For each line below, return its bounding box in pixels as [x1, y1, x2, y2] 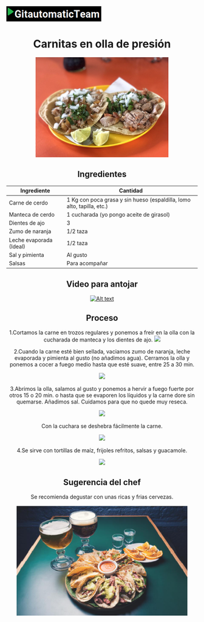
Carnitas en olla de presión [33, 37, 171, 51]
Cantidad [119, 187, 143, 194]
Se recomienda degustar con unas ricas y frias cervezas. [30, 493, 174, 500]
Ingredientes [77, 169, 127, 180]
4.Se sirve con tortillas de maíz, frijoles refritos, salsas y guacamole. [16, 447, 188, 454]
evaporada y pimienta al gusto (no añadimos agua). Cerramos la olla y [14, 354, 190, 362]
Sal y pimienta [8, 251, 44, 258]
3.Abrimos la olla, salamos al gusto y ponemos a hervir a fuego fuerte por [10, 385, 194, 393]
